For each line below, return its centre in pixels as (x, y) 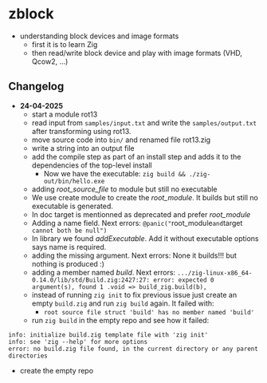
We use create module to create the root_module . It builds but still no (145, 197)
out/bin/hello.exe (74, 181)
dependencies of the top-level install (92, 165)
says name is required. (69, 247)
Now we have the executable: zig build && (114, 173)
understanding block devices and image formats (99, 36)
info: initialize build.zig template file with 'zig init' (108, 335)
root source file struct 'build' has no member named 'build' (149, 312)
